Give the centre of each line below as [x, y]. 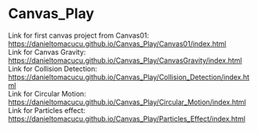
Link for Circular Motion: [47, 93]
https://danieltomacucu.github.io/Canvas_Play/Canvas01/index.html [117, 43]
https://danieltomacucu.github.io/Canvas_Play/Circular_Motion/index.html [127, 102]
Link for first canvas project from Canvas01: [79, 35]
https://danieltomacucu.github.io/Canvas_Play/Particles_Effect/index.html [127, 118]
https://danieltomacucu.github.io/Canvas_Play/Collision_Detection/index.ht [129, 77]
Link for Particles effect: [47, 110]
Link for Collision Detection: [53, 68]
